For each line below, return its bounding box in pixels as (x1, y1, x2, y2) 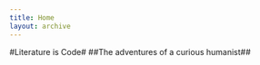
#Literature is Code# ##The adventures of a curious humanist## (9, 46, 252, 57)
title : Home (9, 13, 55, 23)
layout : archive (9, 22, 71, 31)
